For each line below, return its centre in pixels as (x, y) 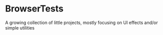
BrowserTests (34, 9)
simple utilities (20, 27)
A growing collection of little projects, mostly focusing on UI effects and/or (81, 22)
